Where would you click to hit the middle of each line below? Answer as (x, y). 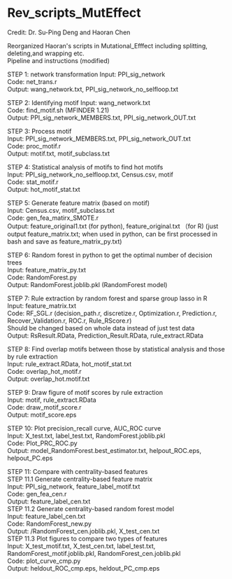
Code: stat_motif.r (33, 182)
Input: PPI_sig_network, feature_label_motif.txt (74, 486)
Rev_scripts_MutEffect (74, 13)
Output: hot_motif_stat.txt (44, 189)
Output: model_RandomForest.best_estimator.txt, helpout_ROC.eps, (104, 450)
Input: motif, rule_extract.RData (52, 400)
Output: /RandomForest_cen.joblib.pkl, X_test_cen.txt (84, 531)
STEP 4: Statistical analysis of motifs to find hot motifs (85, 167)
